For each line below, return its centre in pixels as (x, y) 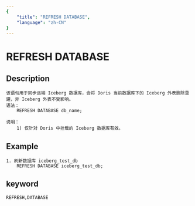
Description (28, 78)
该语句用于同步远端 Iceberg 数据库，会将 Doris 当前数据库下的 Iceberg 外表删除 (96, 93)
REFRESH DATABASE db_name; (49, 111)
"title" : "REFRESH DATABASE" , (54, 17)
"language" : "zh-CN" (42, 22)
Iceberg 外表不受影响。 (47, 99)
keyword (23, 184)
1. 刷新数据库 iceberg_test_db (42, 161)
